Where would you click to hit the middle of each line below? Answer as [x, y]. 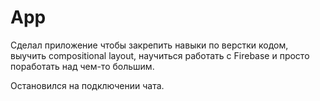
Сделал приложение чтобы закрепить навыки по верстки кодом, [149, 45]
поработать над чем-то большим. [82, 66]
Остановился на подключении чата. [87, 85]
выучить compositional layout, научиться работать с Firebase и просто [160, 55]
